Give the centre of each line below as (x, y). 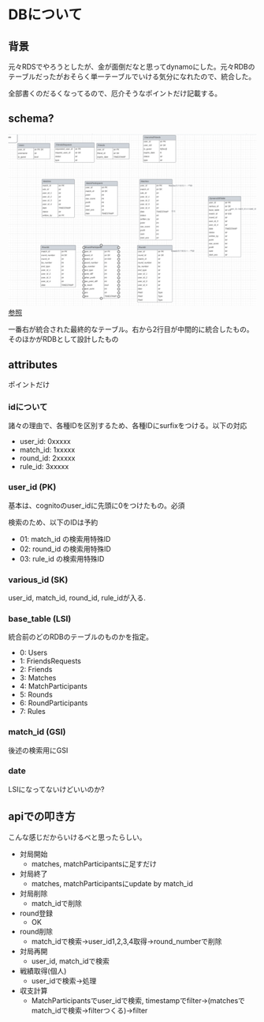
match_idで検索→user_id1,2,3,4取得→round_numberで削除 (126, 941)
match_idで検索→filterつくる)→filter (89, 1010)
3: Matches (38, 678)
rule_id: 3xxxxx (44, 467)
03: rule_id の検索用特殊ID (62, 558)
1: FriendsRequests (50, 661)
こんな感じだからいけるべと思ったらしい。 (77, 837)
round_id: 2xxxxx (47, 458)
